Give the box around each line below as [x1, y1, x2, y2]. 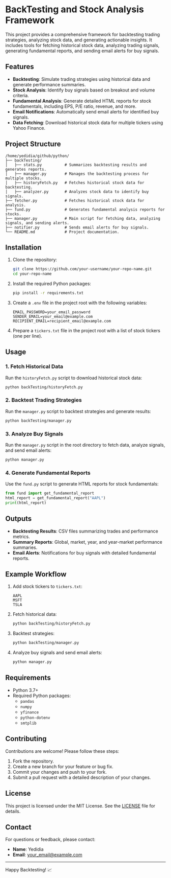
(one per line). [12, 333, 42, 339]
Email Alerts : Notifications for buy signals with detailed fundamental [12, 549, 156, 556]
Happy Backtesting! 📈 [5, 867, 52, 873]
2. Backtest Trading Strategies [5, 397, 82, 404]
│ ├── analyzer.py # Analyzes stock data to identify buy [5, 189, 149, 194]
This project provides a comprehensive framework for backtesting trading [5, 31, 160, 37]
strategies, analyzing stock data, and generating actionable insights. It [5, 37, 153, 43]
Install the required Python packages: [12, 281, 92, 287]
